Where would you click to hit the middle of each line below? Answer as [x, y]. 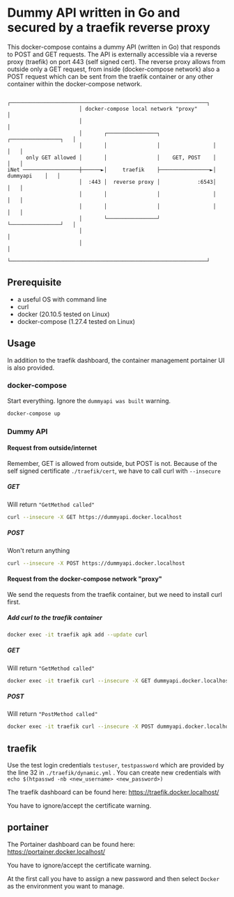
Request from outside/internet [52, 448]
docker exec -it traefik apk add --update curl [78, 634]
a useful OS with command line [62, 299]
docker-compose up [34, 413]
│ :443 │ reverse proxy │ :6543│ [148, 182]
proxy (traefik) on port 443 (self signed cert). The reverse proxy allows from [116, 61]
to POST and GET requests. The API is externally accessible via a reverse [112, 54]
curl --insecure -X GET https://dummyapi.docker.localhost [95, 517]
